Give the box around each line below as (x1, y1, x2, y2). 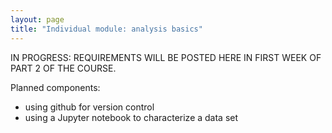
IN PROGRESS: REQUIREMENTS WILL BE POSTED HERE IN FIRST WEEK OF (10, 51, 322, 63)
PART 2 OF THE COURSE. (10, 62, 117, 74)
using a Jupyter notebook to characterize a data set (24, 111, 239, 123)
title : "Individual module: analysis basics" (10, 24, 203, 34)
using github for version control (24, 101, 155, 113)
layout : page (10, 14, 65, 25)
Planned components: (10, 81, 101, 93)
